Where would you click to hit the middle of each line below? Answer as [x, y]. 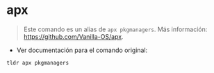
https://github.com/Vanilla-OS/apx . [73, 36]
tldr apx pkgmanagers [38, 63]
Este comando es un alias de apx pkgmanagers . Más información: [115, 29]
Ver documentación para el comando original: [82, 50]
